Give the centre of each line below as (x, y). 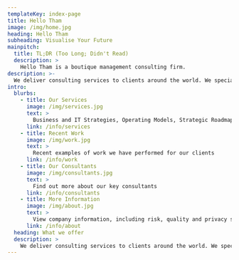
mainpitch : (23, 47)
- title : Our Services (54, 100)
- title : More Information (60, 199)
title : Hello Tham (34, 21)
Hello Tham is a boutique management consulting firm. (103, 67)
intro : (17, 87)
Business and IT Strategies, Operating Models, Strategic (121, 120)
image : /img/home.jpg (39, 27)
